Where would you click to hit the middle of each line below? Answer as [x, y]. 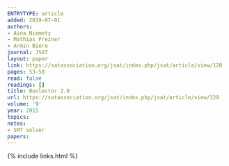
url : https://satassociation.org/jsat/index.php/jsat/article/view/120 [113, 98]
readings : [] [26, 85]
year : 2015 [23, 110]
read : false [24, 78]
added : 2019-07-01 [34, 20]
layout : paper [28, 59]
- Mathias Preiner [34, 40]
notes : [17, 123]
